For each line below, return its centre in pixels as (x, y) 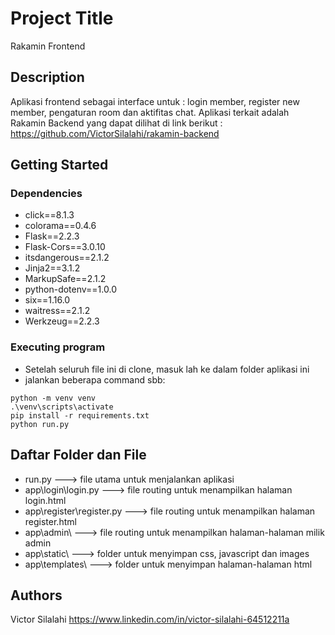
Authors (36, 595)
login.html (45, 500)
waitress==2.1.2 (57, 311)
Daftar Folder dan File (78, 455)
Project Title (62, 18)
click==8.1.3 (49, 215)
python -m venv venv (53, 398)
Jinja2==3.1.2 (52, 268)
